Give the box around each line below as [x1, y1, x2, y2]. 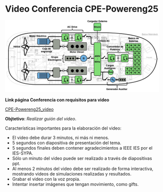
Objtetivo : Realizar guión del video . [5, 116, 77, 122]
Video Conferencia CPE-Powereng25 [5, 3, 159, 15]
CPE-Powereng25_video [5, 106, 54, 113]
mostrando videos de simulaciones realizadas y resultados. [12, 171, 132, 177]
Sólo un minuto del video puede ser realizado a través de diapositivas [12, 155, 152, 161]
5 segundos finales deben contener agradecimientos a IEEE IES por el [12, 145, 153, 151]
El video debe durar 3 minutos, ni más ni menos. [12, 135, 109, 141]
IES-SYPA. [12, 150, 33, 156]
